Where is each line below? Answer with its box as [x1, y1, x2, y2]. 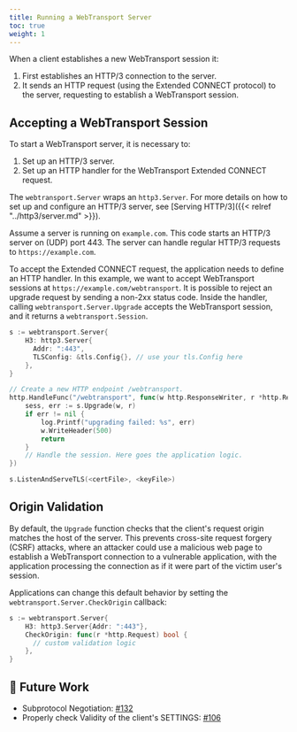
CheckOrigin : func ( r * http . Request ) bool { [25, 630, 188, 639]
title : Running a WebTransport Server [9, 12, 152, 22]
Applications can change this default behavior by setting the [9, 587, 228, 597]
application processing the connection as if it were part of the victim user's [9, 560, 283, 571]
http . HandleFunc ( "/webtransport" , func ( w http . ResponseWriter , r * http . [9, 393, 283, 403]
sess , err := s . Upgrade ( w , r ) [25, 402, 137, 411]
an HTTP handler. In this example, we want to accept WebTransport [9, 274, 255, 284]
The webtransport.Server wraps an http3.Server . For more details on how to [9, 192, 288, 203]
